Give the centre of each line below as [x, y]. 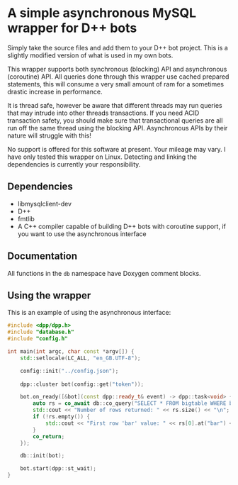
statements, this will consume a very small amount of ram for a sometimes [116, 84]
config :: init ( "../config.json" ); [69, 371]
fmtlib [26, 218]
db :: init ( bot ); [42, 456]
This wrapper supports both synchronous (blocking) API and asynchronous [117, 69]
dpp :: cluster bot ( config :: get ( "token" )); [82, 384]
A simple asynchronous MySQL [102, 13]
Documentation [42, 256]
